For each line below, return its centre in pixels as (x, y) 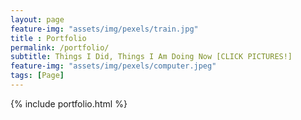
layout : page (37, 19)
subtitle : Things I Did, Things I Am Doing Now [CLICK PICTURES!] (151, 57)
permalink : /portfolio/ (60, 47)
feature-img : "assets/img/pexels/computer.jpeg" (113, 66)
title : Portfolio (48, 38)
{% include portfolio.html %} (69, 103)
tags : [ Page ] (37, 76)
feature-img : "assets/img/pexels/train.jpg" (104, 29)
